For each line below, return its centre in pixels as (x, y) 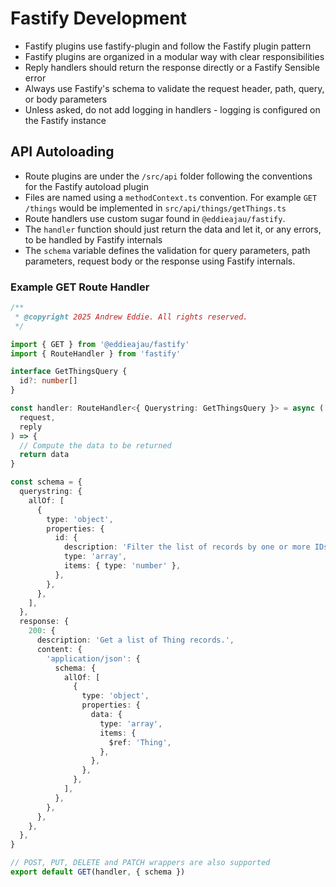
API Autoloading (62, 152)
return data (44, 455)
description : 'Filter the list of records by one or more (187, 547)
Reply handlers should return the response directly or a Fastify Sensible (172, 67)
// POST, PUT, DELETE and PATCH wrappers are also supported (140, 863)
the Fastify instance (65, 120)
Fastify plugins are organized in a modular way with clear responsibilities (174, 56)
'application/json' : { (93, 658)
